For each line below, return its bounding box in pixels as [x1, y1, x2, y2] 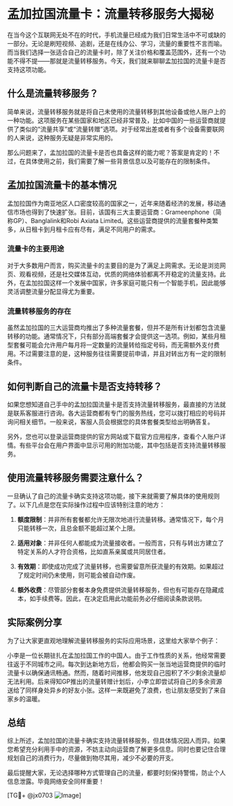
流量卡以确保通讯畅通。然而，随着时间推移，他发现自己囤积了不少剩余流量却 [7, 668, 226, 677]
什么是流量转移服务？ [7, 88, 98, 99]
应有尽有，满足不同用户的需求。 [67, 225, 159, 233]
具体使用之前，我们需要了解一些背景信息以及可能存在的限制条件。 [25, 157, 214, 165]
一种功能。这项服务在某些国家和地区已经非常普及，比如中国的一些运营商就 [7, 116, 220, 124]
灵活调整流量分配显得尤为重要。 [7, 287, 98, 295]
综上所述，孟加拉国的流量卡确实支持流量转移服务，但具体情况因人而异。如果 [7, 737, 226, 745]
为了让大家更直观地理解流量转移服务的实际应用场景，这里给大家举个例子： [7, 636, 220, 645]
